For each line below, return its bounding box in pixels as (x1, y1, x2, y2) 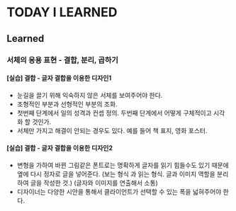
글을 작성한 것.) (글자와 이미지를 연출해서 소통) (30, 178, 159, 187)
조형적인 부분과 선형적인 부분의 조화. (16, 100, 118, 108)
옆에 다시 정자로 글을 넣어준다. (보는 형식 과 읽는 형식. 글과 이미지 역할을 (16, 169, 215, 178)
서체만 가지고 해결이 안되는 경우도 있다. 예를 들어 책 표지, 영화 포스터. (16, 126, 208, 135)
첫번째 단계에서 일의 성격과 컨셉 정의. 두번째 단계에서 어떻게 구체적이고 (16, 108, 212, 117)
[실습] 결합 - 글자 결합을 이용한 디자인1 (6, 74, 112, 82)
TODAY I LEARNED (6, 4, 118, 21)
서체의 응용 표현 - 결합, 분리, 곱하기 (6, 55, 118, 64)
